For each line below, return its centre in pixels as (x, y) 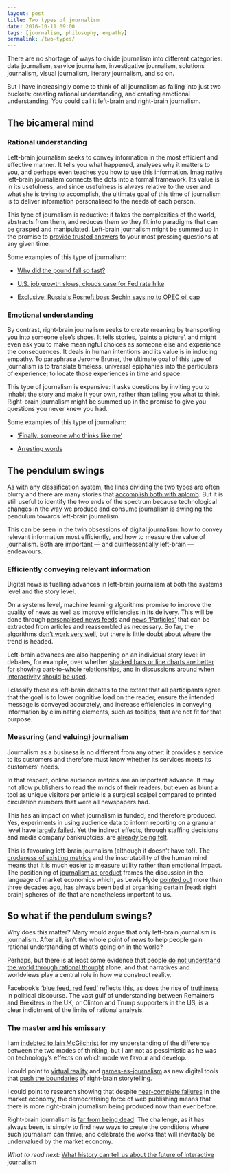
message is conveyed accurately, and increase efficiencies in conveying (109, 705)
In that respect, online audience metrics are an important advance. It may (111, 780)
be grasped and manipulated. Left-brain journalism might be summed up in (113, 229)
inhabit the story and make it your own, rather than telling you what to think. (114, 394)
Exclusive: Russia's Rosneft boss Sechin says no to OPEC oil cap (108, 297)
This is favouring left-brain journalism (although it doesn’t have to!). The (109, 851)
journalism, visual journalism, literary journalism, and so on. (91, 74)
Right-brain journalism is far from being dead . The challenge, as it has (106, 1119)
